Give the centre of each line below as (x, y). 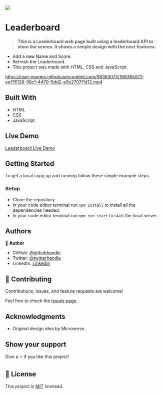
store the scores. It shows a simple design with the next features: (86, 46)
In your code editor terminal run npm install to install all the (74, 205)
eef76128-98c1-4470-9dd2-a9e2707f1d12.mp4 (54, 82)
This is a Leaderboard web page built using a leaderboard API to (85, 41)
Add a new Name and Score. (42, 56)
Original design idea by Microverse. (49, 329)
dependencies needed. (36, 210)
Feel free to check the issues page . (41, 301)
